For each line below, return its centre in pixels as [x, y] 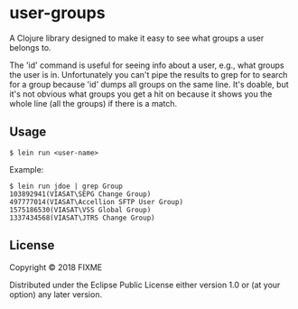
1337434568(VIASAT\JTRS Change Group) [82, 218]
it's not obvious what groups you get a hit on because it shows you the [141, 94]
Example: [27, 169]
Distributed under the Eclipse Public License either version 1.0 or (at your [145, 285]
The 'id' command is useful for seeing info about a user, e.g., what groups [147, 65]
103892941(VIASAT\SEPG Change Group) [80, 194]
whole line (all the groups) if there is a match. [93, 103]
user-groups [57, 13]
